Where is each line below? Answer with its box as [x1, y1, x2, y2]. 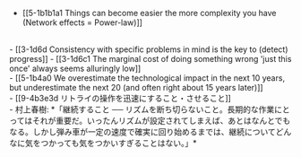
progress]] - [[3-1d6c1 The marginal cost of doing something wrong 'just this [9, 54, 292, 64]
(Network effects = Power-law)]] [21, 17, 143, 28]
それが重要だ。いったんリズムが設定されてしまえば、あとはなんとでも [32, 116, 291, 126]
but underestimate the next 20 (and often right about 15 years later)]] [9, 83, 263, 92]
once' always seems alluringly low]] [9, 63, 142, 74]
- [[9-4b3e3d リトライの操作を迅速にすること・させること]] [9, 93, 231, 103]
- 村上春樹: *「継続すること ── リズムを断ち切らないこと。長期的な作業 [9, 104, 275, 115]
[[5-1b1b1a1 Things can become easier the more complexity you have [21, 8, 277, 18]
